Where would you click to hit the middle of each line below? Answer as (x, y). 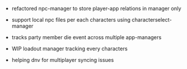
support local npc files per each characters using (71, 20)
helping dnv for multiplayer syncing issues (63, 60)
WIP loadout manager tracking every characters (69, 49)
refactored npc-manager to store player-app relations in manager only (96, 8)
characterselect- (152, 20)
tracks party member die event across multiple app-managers (86, 37)
